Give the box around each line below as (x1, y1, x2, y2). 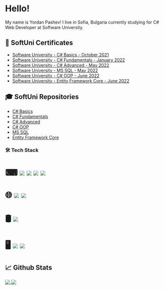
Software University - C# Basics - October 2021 (12, 52, 109, 58)
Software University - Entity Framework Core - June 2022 (12, 78, 130, 84)
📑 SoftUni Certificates (5, 39, 73, 47)
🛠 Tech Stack (5, 147, 39, 154)
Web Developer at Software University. (5, 24, 83, 30)
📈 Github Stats (5, 263, 53, 272)
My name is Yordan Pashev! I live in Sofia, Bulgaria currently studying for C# (5, 19, 160, 25)
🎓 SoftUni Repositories (5, 93, 79, 101)
